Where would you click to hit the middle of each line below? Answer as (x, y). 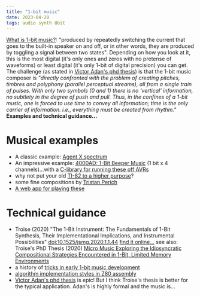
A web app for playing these (50, 188)
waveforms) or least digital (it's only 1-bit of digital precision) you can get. (97, 65)
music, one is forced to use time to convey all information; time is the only (97, 103)
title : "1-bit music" (33, 12)
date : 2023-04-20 (28, 17)
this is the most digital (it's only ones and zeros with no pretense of (89, 59)
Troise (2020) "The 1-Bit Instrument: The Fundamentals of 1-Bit (93, 229)
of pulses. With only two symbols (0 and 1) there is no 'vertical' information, (100, 91)
